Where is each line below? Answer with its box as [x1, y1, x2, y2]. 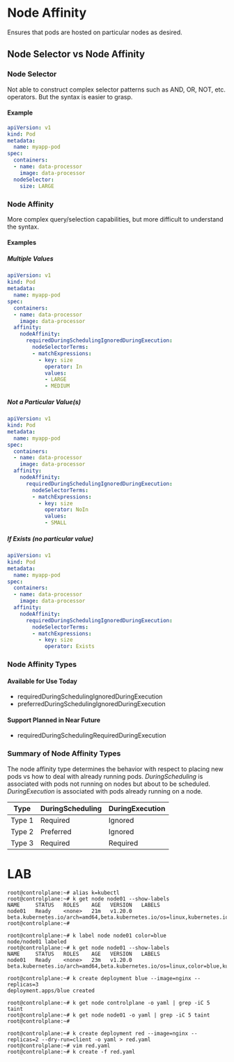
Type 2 [10, 826, 34, 836]
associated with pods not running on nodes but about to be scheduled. [7, 780, 210, 788]
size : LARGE [19, 182, 54, 189]
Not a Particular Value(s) [7, 397, 81, 406]
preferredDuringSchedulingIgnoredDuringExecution [17, 700, 166, 708]
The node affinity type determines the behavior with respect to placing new [7, 764, 224, 773]
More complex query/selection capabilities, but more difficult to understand [7, 215, 224, 223]
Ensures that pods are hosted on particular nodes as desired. [7, 28, 182, 36]
